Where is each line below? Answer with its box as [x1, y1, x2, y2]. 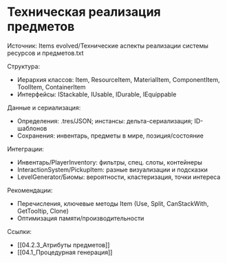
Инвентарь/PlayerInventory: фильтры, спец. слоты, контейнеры [17, 158, 203, 166]
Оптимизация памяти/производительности [17, 214, 144, 222]
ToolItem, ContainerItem [17, 83, 86, 91]
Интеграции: [7, 145, 45, 153]
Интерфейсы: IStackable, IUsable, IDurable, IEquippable [17, 90, 177, 98]
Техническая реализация [7, 4, 162, 20]
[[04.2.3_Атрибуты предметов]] [17, 240, 110, 249]
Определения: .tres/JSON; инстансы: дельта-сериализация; [17, 116, 193, 125]
